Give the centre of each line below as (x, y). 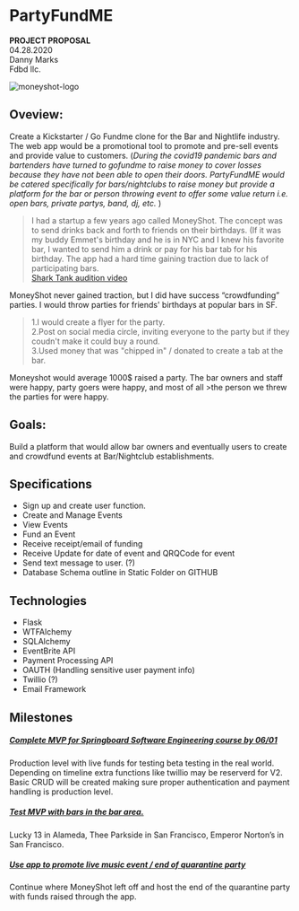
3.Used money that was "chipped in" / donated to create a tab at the (157, 350)
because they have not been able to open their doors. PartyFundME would (147, 174)
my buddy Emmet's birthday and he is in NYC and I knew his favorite (158, 240)
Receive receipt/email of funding (82, 544)
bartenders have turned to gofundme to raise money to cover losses (136, 165)
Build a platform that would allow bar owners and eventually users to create (148, 446)
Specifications (51, 484)
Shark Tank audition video (79, 277)
